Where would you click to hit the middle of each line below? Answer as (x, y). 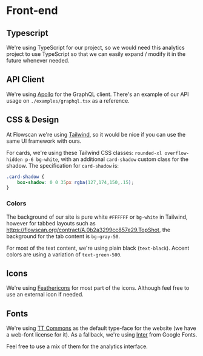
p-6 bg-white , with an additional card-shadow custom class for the (107, 159)
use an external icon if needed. (45, 295)
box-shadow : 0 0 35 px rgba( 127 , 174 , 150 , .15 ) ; (76, 182)
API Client (25, 80)
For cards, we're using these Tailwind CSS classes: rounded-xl (84, 152)
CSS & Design (33, 120)
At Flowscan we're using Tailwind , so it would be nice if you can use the (96, 134)
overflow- (177, 153)
